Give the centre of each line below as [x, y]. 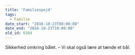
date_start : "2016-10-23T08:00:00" [42, 24]
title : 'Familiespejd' [29, 10]
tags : [11, 14]
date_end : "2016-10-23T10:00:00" [40, 28]
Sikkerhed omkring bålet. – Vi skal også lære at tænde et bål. [68, 47]
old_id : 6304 [19, 33]
